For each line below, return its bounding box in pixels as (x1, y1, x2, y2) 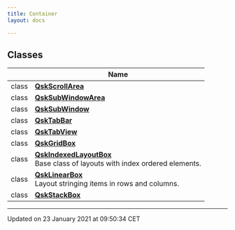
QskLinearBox (34, 170, 83, 180)
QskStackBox (34, 190, 81, 200)
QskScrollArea (34, 81, 85, 91)
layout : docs (7, 17, 45, 24)
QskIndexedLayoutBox (34, 150, 112, 160)
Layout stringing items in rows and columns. (34, 179, 180, 189)
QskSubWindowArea (34, 93, 106, 102)
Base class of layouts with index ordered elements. (34, 158, 201, 168)
